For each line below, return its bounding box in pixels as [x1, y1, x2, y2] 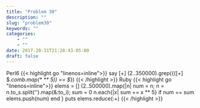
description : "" [6, 14, 47, 20]
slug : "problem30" [6, 20, 52, 26]
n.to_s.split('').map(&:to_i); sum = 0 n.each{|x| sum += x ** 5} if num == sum [6, 88, 195, 95]
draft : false [6, 53, 39, 59]
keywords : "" [6, 25, 39, 32]
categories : [6, 31, 36, 37]
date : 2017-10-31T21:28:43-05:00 [6, 48, 90, 54]
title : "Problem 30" [6, 8, 58, 15]
